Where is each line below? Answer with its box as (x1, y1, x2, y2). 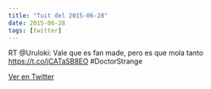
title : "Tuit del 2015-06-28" (8, 11, 109, 20)
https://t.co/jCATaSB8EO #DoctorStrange (8, 56, 143, 66)
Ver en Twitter (8, 72, 55, 82)
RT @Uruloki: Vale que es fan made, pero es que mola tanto (8, 48, 204, 58)
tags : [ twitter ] (8, 26, 62, 34)
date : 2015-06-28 (8, 19, 66, 27)
